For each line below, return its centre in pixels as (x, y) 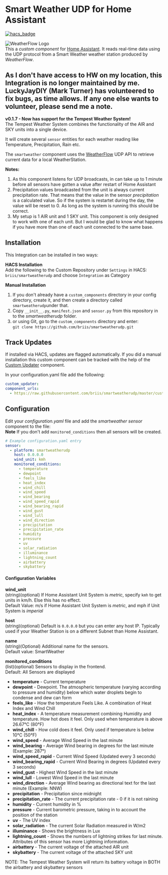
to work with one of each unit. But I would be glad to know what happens (88, 221)
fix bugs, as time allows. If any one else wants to (82, 99)
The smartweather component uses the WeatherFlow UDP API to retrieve (79, 154)
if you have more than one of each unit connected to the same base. (83, 227)
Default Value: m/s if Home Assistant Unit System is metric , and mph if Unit (82, 605)
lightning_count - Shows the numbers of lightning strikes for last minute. (88, 836)
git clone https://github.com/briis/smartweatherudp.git (73, 327)
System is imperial (24, 611)
